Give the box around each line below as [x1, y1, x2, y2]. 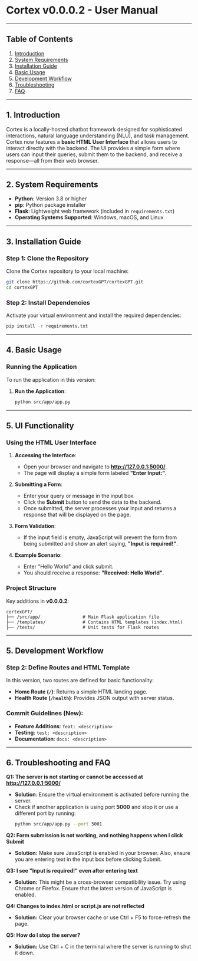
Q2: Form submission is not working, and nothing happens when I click [6, 832, 183, 839]
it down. [14, 949, 35, 956]
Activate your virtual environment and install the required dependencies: [6, 312, 181, 319]
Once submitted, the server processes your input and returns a [23, 505, 177, 512]
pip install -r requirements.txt [6, 323, 88, 329]
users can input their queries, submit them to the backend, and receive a [6, 151, 183, 158]
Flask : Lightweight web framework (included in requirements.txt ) [14, 207, 175, 215]
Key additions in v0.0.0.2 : [6, 597, 70, 605]
